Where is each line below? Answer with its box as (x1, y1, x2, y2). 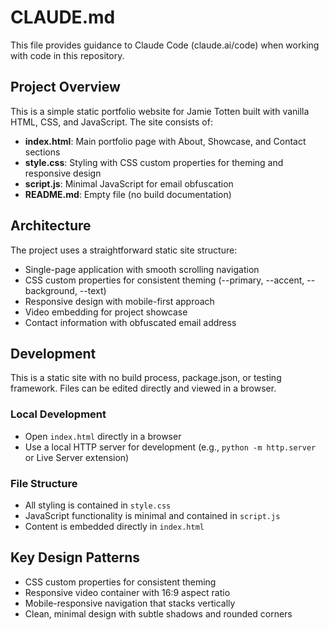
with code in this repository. (10, 49, 125, 61)
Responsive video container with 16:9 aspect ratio (24, 586, 231, 598)
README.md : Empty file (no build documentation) (24, 188, 232, 200)
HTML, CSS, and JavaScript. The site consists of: (10, 116, 213, 128)
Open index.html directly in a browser (24, 430, 182, 442)
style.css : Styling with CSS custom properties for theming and (24, 156, 284, 168)
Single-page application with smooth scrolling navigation (24, 263, 260, 275)
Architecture (10, 217, 92, 235)
